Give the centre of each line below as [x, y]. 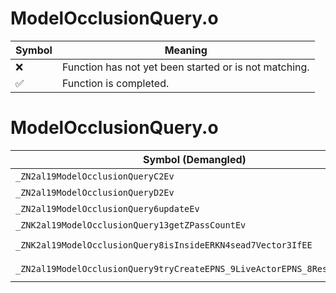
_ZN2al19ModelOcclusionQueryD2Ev [95, 192]
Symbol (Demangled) [195, 159]
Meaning [186, 50]
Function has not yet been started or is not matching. [185, 67]
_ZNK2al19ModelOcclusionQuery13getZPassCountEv [131, 225]
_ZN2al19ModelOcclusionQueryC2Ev [95, 176]
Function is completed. [115, 83]
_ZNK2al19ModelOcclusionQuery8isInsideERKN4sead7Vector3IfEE [164, 245]
